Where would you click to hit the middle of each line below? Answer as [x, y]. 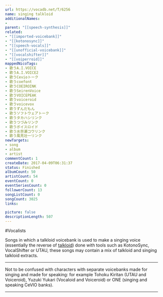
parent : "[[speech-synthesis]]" [38, 28]
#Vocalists [16, 231]
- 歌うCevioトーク [22, 77]
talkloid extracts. [22, 256]
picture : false [20, 212]
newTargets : [17, 140]
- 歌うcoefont [19, 82]
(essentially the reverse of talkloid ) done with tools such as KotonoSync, [77, 245]
